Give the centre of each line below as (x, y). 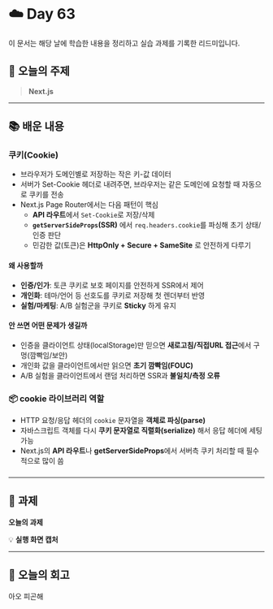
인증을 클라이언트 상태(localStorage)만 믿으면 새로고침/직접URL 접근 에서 (136, 345)
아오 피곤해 (26, 596)
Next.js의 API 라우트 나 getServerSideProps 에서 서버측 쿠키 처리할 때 (132, 451)
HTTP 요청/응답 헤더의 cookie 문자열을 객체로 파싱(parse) (113, 421)
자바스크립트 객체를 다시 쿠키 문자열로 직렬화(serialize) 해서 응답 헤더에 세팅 (141, 430)
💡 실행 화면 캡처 (33, 539)
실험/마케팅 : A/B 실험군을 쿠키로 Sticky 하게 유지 (98, 305)
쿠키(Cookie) (34, 155)
